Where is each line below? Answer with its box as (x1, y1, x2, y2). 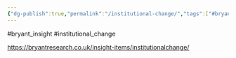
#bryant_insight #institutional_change (7, 29, 116, 38)
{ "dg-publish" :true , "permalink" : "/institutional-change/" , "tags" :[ (7, 10, 209, 17)
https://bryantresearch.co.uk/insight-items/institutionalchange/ (7, 43, 190, 51)
